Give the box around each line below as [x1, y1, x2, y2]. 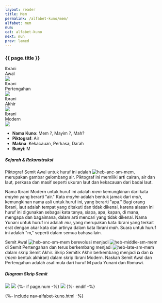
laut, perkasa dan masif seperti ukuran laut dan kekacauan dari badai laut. [5, 180, 153, 185]
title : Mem [5, 12, 27, 16]
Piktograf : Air [12, 136, 40, 141]
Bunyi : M [12, 146, 31, 151]
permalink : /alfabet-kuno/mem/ [5, 16, 68, 21]
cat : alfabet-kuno [5, 30, 42, 34]
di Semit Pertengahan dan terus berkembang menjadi [5, 244, 112, 250]
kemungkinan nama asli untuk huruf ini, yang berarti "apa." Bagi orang [5, 199, 146, 205]
